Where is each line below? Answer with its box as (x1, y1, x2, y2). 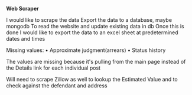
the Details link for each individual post (6, 64, 101, 71)
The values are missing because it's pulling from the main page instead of (6, 58, 186, 65)
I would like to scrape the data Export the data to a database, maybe (6, 17, 173, 23)
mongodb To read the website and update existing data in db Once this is (6, 23, 184, 30)
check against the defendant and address (6, 82, 108, 89)
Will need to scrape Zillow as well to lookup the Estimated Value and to (6, 76, 178, 83)
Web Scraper (6, 5, 40, 12)
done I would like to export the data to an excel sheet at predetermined (6, 29, 178, 36)
